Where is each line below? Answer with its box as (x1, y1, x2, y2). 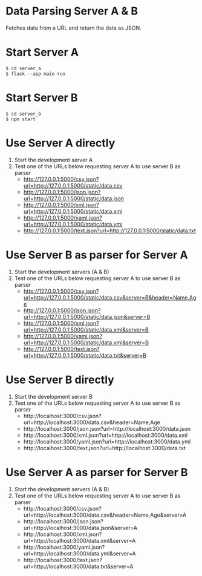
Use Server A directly (5, 136, 116, 149)
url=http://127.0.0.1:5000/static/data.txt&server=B (23, 352, 146, 359)
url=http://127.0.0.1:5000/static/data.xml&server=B (23, 326, 149, 333)
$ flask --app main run (5, 71, 66, 77)
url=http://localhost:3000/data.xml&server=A (23, 537, 136, 544)
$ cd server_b (5, 111, 42, 117)
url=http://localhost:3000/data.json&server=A (23, 524, 137, 531)
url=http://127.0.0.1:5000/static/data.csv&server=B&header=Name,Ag (23, 293, 197, 301)
